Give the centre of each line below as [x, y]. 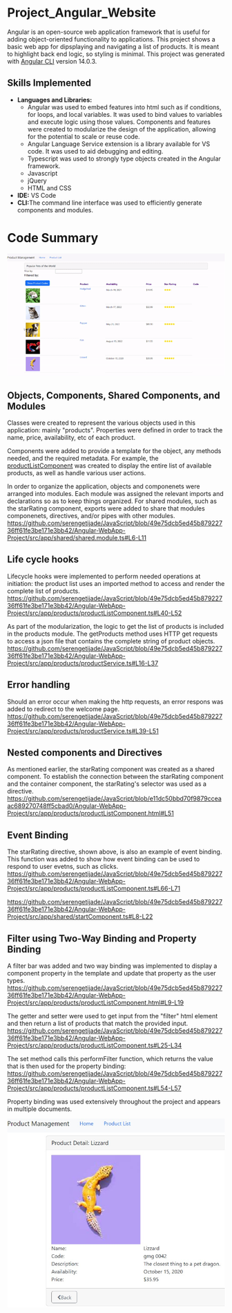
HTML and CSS [49, 187]
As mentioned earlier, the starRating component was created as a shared [111, 769]
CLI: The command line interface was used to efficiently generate [109, 203]
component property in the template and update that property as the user [112, 973]
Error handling [39, 685]
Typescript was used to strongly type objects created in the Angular [124, 158]
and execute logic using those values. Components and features [119, 122]
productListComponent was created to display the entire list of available [109, 466]
